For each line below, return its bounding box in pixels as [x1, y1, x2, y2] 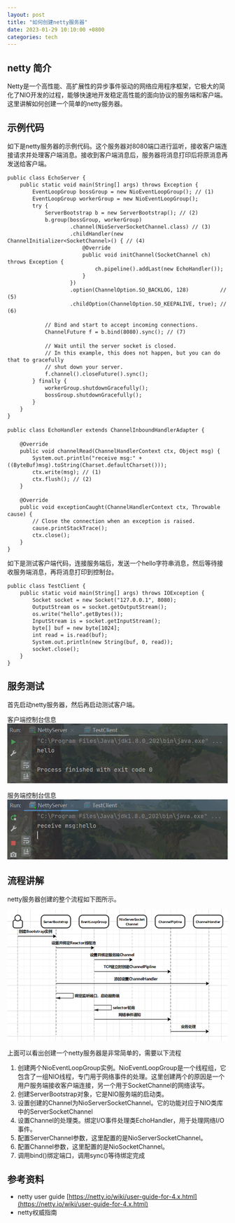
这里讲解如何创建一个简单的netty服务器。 [7, 100, 127, 108]
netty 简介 [7, 62, 52, 74]
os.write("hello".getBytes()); [32, 610, 124, 617]
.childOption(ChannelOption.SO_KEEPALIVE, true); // [69, 300, 227, 308]
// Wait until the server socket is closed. [44, 342, 177, 350]
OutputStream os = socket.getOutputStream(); [32, 603, 168, 610]
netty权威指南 [17, 1208, 57, 1217]
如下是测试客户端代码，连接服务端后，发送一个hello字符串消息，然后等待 [7, 559, 218, 567]
